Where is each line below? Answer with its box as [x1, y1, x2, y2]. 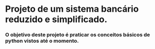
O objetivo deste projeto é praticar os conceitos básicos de [5, 31, 151, 38]
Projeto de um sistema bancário [5, 3, 139, 15]
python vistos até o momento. [5, 38, 79, 45]
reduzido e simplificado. [5, 14, 108, 25]
